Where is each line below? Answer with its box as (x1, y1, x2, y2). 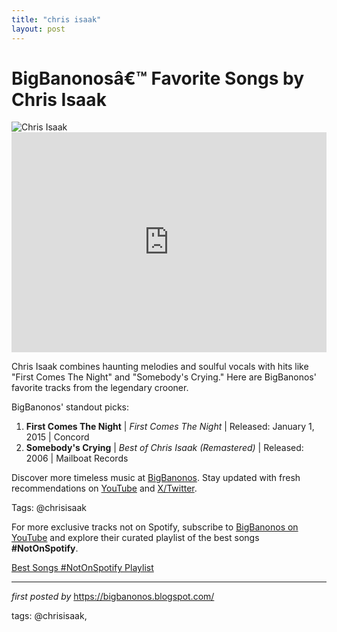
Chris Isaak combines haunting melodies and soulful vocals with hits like (11, 361, 309, 373)
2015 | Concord (25, 431, 90, 443)
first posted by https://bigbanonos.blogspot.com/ (11, 591, 215, 603)
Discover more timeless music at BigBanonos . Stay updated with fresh (11, 472, 301, 484)
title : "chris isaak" (11, 14, 102, 25)
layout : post (11, 24, 66, 34)
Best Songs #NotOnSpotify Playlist (11, 562, 154, 574)
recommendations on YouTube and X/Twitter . (11, 482, 198, 495)
